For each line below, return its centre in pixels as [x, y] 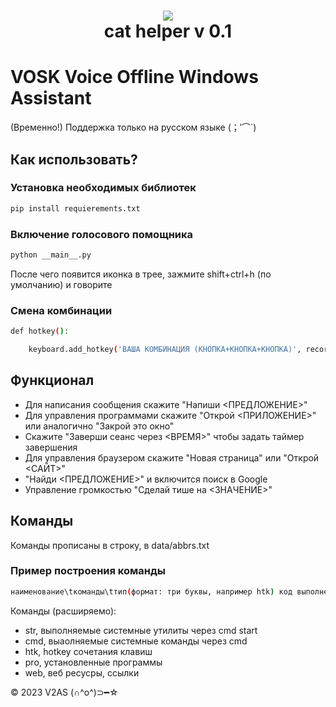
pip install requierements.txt [75, 208]
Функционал [52, 380]
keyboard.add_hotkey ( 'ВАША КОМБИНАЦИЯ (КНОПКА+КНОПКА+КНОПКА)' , [165, 350]
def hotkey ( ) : [40, 331]
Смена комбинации [61, 310]
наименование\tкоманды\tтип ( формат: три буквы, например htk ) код [151, 591]
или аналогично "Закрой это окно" [99, 426]
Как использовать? [74, 159]
